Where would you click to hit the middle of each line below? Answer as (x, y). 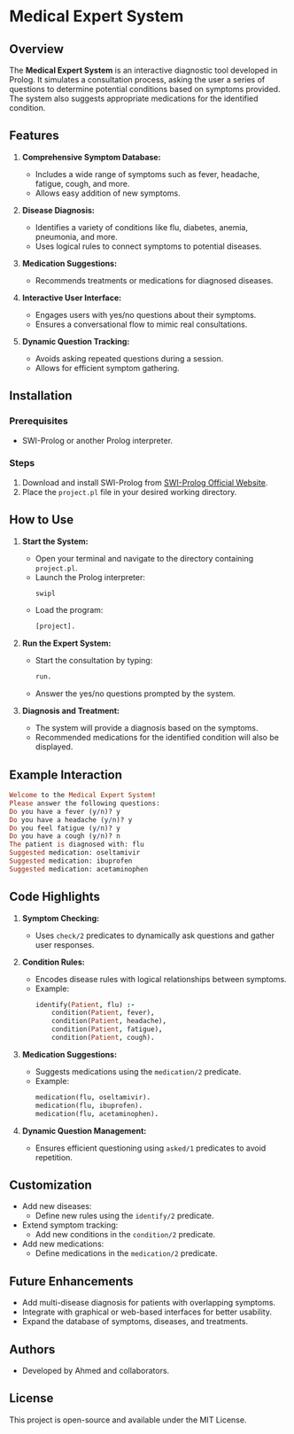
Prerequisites (39, 421)
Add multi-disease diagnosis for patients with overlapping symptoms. (149, 1303)
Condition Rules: (54, 962)
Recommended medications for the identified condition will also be (157, 738)
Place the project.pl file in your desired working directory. (129, 492)
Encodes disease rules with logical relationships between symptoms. (161, 979)
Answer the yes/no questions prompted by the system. (135, 694)
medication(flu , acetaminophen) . (97, 1113)
